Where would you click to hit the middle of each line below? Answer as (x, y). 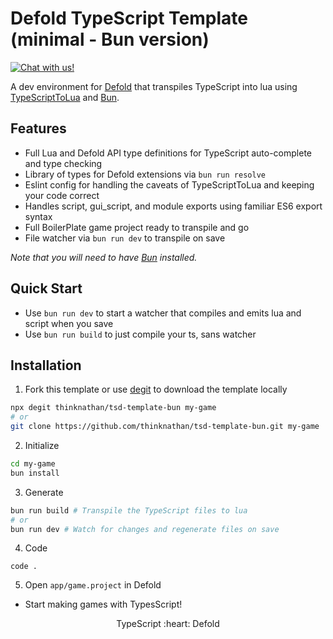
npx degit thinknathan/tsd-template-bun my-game (113, 408)
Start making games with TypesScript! (103, 604)
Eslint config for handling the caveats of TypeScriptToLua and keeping (169, 184)
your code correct (62, 195)
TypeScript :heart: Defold (168, 624)
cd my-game (33, 464)
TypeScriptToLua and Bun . (65, 97)
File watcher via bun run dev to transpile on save (125, 238)
